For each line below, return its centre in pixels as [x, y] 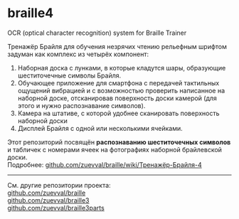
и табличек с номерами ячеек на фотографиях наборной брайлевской [115, 149]
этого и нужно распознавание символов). [81, 105]
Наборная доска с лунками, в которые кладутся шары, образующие [122, 68]
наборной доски [42, 121]
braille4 [31, 13]
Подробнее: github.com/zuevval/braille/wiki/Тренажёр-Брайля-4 [105, 164]
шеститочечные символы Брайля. [69, 75]
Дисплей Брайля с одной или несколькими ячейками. [100, 128]
